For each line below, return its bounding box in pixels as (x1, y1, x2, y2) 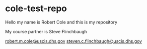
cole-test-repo (5, 3, 67, 14)
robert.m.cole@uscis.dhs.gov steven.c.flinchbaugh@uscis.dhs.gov (5, 38, 143, 44)
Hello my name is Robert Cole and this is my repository (5, 19, 118, 25)
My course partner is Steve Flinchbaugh (5, 28, 87, 34)
